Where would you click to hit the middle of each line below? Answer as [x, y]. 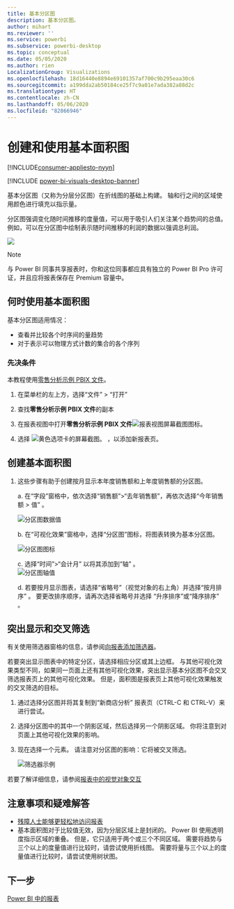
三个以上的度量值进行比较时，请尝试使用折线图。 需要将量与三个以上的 [119, 848]
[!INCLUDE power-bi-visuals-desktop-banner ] [73, 181]
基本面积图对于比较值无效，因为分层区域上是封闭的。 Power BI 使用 [114, 830]
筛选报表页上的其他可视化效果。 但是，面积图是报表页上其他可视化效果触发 [115, 679]
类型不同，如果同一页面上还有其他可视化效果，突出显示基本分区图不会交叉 [120, 671]
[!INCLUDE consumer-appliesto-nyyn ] [61, 167]
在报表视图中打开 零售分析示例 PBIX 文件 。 [112, 424]
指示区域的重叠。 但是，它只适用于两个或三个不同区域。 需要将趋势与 [123, 839]
